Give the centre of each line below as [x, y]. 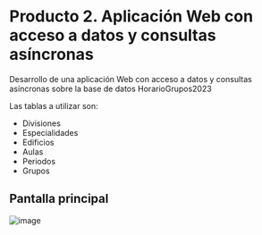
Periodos [39, 161]
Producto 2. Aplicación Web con [131, 17]
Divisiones [41, 123]
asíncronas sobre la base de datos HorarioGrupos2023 [110, 88]
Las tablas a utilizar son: [54, 105]
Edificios [38, 142]
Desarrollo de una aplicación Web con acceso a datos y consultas [131, 79]
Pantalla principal [59, 199]
